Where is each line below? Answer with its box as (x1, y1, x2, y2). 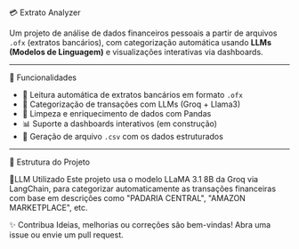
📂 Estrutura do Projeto (9, 157, 91, 167)
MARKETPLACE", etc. (9, 203, 88, 213)
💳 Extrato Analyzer (9, 7, 81, 18)
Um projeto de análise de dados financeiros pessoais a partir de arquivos (9, 28, 278, 38)
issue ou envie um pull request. (9, 229, 125, 240)
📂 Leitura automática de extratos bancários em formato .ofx (21, 90, 243, 100)
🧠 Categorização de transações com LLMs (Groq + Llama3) (21, 99, 241, 109)
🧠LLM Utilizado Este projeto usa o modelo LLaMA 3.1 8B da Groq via (9, 174, 259, 184)
